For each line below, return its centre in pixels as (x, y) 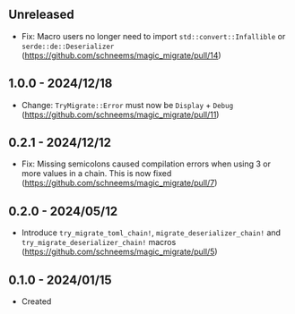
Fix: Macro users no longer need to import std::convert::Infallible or (153, 36)
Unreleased (42, 15)
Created (36, 301)
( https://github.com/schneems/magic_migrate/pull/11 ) (120, 115)
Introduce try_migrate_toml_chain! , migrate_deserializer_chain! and (151, 233)
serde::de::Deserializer (68, 47)
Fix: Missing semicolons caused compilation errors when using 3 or (146, 164)
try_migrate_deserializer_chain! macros (99, 242)
